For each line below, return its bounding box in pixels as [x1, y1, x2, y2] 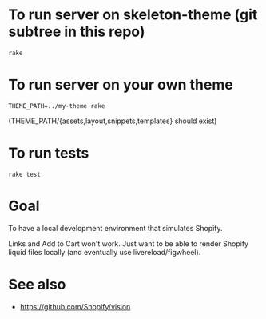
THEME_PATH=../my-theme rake [8, 102, 105, 110]
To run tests [8, 144, 89, 162]
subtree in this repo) [8, 22, 145, 41]
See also [8, 275, 66, 293]
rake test [8, 170, 42, 178]
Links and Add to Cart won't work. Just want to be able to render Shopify [8, 238, 249, 249]
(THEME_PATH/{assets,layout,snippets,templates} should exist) [8, 116, 217, 126]
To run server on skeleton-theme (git [8, 6, 258, 24]
